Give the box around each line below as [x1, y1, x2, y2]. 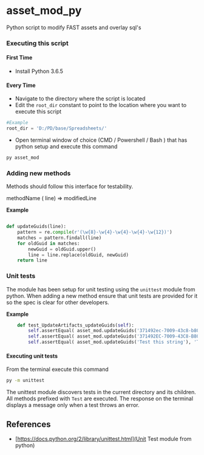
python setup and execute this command [15, 143, 118, 150]
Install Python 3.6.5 [15, 68, 64, 75]
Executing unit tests [6, 352, 58, 359]
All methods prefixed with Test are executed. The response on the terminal [6, 395, 193, 402]
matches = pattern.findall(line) [17, 235, 102, 241]
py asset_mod [6, 155, 39, 161]
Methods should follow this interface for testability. [6, 183, 134, 190]
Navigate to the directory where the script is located [15, 95, 146, 102]
